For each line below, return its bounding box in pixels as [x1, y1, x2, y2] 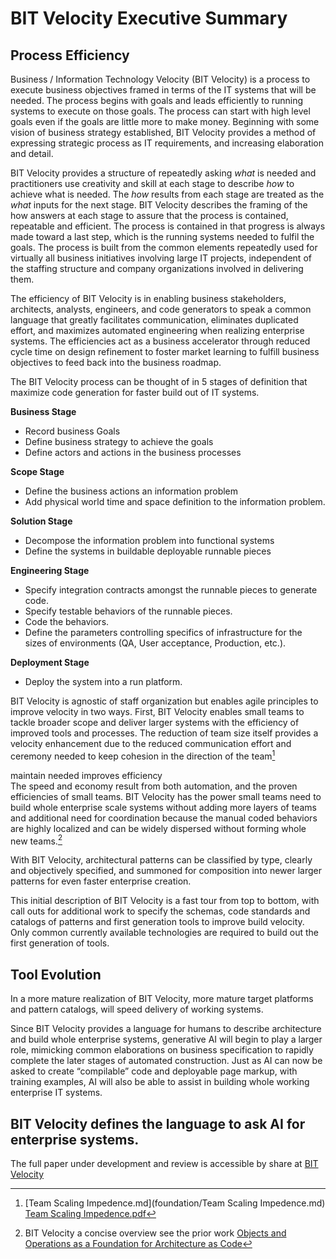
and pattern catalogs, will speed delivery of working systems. [10, 1003, 264, 1016]
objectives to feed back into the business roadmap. [10, 357, 222, 368]
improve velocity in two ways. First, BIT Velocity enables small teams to [10, 706, 305, 717]
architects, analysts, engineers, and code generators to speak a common [10, 303, 312, 315]
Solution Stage [10, 515, 73, 527]
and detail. [10, 148, 54, 159]
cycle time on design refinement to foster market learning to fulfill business [10, 346, 320, 357]
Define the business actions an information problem [24, 485, 239, 497]
